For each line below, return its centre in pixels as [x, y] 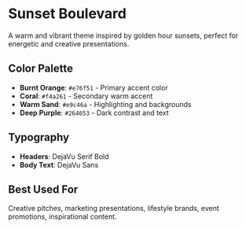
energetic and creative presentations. [69, 43]
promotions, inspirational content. [62, 216]
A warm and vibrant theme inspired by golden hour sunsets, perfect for [123, 35]
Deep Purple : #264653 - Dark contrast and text [94, 113]
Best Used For [43, 189]
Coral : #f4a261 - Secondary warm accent [86, 96]
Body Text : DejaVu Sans [59, 164]
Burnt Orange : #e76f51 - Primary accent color [94, 87]
